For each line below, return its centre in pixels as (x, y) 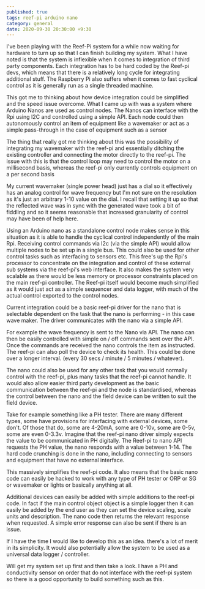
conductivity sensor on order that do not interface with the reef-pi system (99, 572)
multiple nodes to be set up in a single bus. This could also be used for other (103, 250)
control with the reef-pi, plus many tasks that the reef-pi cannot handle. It (99, 377)
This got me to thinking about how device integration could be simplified (97, 97)
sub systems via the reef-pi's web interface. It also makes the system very (100, 269)
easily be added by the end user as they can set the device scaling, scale (99, 510)
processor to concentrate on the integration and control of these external (99, 263)
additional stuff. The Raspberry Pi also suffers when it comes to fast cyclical (102, 79)
